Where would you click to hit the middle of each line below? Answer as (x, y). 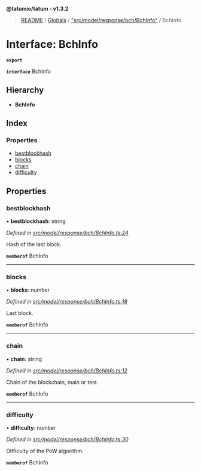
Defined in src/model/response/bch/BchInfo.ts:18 (67, 302)
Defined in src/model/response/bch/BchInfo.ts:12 (67, 371)
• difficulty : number (31, 428)
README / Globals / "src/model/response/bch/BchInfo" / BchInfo (101, 20)
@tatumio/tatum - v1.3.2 (37, 9)
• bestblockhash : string (36, 221)
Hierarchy (25, 90)
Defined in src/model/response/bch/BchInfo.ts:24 (67, 233)
